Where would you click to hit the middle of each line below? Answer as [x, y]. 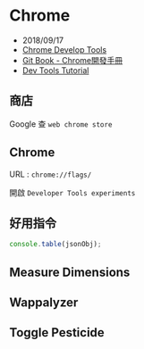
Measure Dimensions [70, 272]
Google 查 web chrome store [61, 124]
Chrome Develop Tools [64, 49]
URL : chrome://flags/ [51, 174]
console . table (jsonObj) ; [55, 245]
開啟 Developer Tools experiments [72, 192]
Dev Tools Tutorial [55, 70]
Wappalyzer [44, 303]
